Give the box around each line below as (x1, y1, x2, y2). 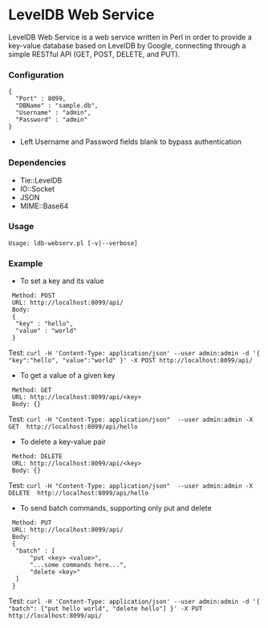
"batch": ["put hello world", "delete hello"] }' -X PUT (8, 605, 203, 613)
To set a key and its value (19, 276, 104, 286)
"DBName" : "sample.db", (15, 102, 99, 110)
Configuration (8, 69, 64, 80)
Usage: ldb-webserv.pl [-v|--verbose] (8, 239, 138, 247)
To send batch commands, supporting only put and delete (19, 503, 212, 513)
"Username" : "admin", (15, 109, 91, 117)
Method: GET (11, 386, 52, 395)
